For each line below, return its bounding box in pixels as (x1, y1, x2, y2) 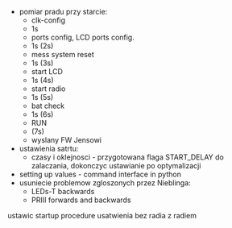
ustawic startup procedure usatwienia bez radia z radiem (7, 211, 197, 220)
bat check (31, 101, 65, 110)
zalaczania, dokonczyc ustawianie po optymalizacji (31, 161, 201, 170)
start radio (31, 84, 66, 93)
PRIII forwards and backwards (31, 195, 131, 205)
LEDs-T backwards (31, 187, 95, 196)
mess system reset (31, 50, 94, 59)
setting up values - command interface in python (19, 169, 182, 179)
